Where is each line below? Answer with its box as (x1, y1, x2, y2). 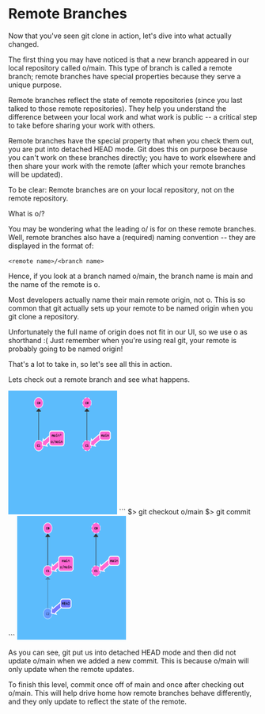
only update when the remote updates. (8, 664, 134, 674)
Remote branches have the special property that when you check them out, (8, 136, 255, 145)
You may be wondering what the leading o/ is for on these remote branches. (8, 223, 256, 234)
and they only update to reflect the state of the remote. (8, 697, 187, 706)
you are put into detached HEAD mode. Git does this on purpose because (8, 144, 248, 154)
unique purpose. (8, 80, 62, 90)
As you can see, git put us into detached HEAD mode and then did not (8, 647, 237, 657)
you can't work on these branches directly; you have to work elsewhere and (8, 152, 256, 162)
